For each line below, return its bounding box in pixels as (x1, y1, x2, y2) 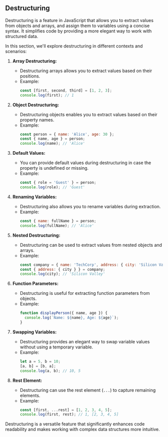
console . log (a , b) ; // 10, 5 (19, 368, 81, 373)
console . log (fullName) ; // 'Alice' (19, 223, 94, 228)
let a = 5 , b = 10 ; (19, 359, 61, 364)
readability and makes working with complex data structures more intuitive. (5, 426, 160, 432)
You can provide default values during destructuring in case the (19, 160, 151, 166)
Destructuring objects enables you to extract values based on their (19, 111, 157, 117)
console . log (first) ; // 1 (19, 93, 74, 98)
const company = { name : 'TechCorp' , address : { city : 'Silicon (19, 262, 157, 267)
